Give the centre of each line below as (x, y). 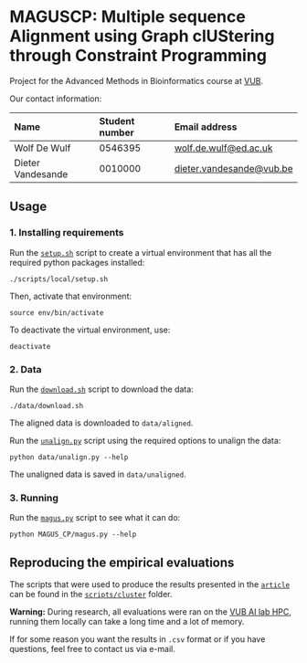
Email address (206, 127)
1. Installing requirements (67, 233)
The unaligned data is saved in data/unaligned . (98, 474)
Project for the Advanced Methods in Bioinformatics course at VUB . (137, 80)
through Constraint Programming (138, 56)
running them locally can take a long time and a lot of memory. (127, 622)
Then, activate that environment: (71, 296)
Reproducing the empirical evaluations (122, 562)
